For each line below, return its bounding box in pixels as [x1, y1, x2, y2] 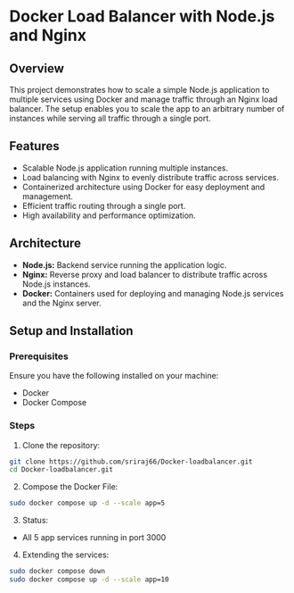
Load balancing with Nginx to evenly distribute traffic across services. [21, 171, 279, 182]
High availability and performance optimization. [21, 210, 196, 221]
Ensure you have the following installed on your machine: [9, 371, 219, 381]
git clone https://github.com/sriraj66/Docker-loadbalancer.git [9, 457, 253, 466]
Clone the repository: [21, 439, 101, 450]
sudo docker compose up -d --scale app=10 [9, 575, 169, 584]
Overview [9, 61, 65, 76]
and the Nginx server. [21, 297, 102, 308]
